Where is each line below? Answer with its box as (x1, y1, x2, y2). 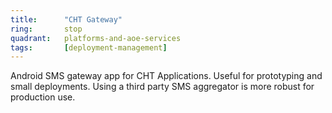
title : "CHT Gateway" (10, 14, 123, 25)
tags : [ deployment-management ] (10, 42, 168, 53)
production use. (10, 91, 76, 103)
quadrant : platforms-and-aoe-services (10, 33, 182, 43)
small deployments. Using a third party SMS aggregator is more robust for (10, 81, 315, 93)
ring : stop (10, 24, 83, 34)
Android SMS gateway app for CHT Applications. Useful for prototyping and (10, 70, 323, 82)
